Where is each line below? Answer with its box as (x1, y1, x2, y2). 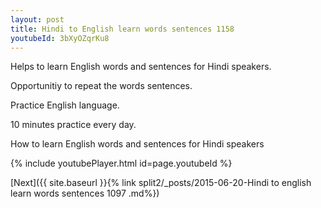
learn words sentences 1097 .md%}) (10, 187, 160, 200)
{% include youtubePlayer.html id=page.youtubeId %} (10, 157, 233, 170)
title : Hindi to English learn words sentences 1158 (10, 24, 235, 34)
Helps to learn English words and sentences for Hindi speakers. (10, 61, 272, 73)
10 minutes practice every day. (10, 119, 137, 131)
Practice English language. (10, 99, 120, 111)
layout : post (10, 14, 65, 25)
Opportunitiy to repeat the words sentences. (10, 80, 193, 92)
